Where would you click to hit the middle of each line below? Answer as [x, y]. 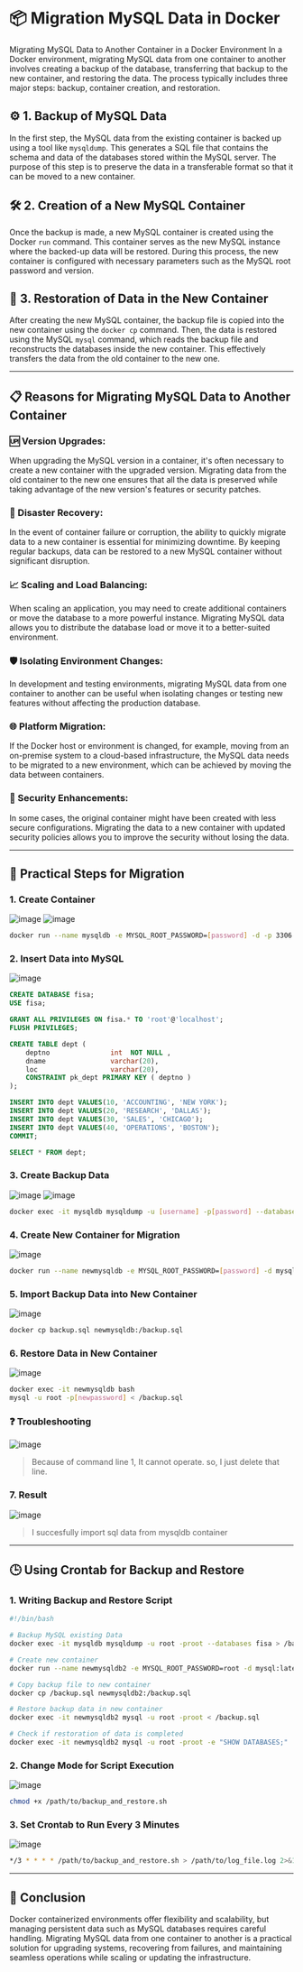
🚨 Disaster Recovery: [56, 512]
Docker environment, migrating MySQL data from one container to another [148, 59]
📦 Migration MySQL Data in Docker [145, 18]
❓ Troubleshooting [50, 1421]
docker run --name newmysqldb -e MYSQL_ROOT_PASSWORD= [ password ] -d [141, 1271]
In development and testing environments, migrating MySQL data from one [148, 684]
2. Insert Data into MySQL [67, 959]
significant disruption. [50, 561]
